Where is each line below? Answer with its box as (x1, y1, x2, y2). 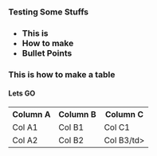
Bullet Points (22, 47, 73, 58)
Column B (58, 108, 97, 119)
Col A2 (12, 135, 38, 146)
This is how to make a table (8, 68, 116, 80)
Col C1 (104, 122, 130, 133)
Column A (12, 108, 51, 119)
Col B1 (58, 122, 84, 133)
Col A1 (12, 122, 38, 133)
